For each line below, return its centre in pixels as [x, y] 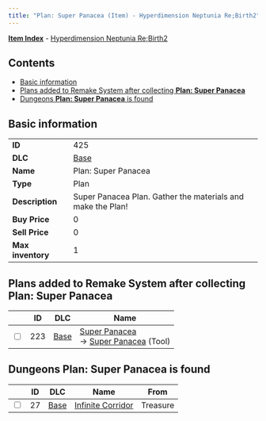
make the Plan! [101, 207]
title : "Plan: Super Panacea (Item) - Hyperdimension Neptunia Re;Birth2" [134, 15]
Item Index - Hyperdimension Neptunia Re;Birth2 [88, 38]
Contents [32, 63]
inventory [31, 255]
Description [35, 201]
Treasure [158, 405]
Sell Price [30, 232]
